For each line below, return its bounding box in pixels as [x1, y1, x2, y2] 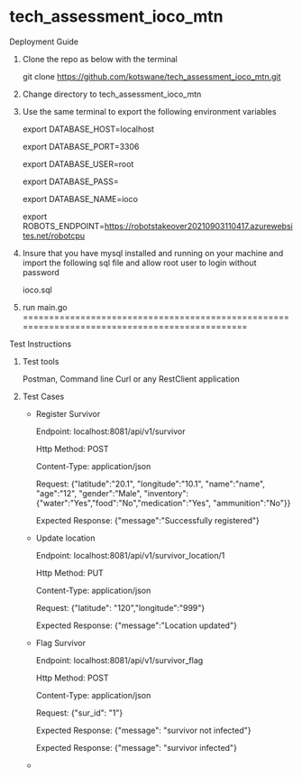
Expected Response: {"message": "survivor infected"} [35, 742, 237, 753]
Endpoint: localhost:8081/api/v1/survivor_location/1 [35, 550, 225, 560]
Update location [35, 532, 96, 543]
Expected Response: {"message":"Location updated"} [35, 620, 237, 631]
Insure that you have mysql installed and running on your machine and [22, 247, 284, 258]
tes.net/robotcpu [22, 230, 86, 241]
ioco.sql [22, 284, 52, 295]
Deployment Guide [9, 36, 79, 47]
